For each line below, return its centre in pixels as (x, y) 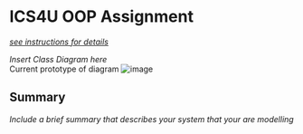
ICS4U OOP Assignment (102, 17)
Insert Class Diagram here (58, 59)
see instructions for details (59, 42)
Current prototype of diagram (64, 69)
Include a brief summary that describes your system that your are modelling (151, 119)
